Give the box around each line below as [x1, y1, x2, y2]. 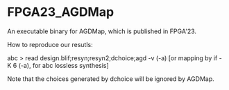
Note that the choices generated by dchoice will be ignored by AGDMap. [7, 74, 215, 83]
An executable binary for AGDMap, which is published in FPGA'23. [7, 27, 196, 35]
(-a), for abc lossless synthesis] [18, 61, 109, 69]
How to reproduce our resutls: [7, 40, 94, 48]
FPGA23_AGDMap [7, 4, 114, 20]
